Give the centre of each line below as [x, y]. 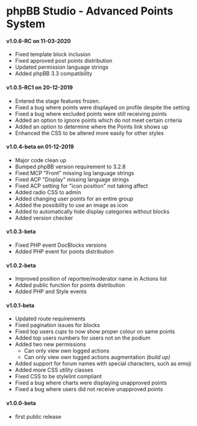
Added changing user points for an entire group [74, 199]
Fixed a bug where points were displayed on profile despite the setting [102, 107]
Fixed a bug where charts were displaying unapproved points [91, 383]
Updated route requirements [50, 319]
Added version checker [44, 218]
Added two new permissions [50, 345]
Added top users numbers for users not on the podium [83, 338]
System [26, 24]
